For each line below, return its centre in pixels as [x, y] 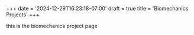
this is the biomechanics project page [52, 26]
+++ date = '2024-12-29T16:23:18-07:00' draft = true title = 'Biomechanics [97, 8]
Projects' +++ [23, 15]
